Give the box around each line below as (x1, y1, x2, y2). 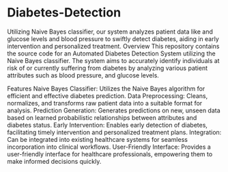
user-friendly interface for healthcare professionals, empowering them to (7, 149, 213, 158)
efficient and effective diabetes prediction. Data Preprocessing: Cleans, (7, 91, 208, 100)
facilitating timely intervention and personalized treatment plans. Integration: (7, 128, 222, 136)
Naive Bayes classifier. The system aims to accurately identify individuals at (7, 56, 220, 64)
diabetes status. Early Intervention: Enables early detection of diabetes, (7, 121, 208, 129)
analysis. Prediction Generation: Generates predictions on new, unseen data (7, 106, 220, 114)
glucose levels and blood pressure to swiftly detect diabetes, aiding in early (7, 34, 220, 42)
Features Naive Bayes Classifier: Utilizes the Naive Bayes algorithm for (7, 84, 205, 93)
